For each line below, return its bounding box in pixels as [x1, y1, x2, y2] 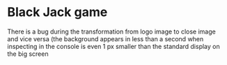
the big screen [7, 50, 49, 58]
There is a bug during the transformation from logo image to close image [7, 27, 216, 36]
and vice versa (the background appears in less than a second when [7, 34, 204, 43]
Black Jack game [7, 4, 108, 20]
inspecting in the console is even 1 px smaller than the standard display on [7, 42, 221, 50]
